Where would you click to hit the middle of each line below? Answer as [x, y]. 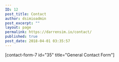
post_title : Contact [26, 14]
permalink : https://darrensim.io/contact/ [48, 32]
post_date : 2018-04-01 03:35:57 [37, 41]
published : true [21, 37]
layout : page [18, 28]
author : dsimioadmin [26, 18]
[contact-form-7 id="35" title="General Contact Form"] [60, 55]
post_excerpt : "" [22, 23]
